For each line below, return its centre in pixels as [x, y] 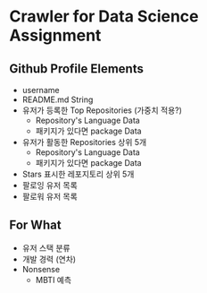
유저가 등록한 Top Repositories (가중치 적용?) [102, 110]
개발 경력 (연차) [49, 259]
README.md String [58, 99]
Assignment [55, 35]
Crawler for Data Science [104, 17]
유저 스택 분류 [46, 247]
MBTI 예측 [54, 280]
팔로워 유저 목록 [50, 196]
